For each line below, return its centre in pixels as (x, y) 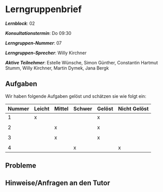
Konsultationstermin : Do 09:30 (38, 33)
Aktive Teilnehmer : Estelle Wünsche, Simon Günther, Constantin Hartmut (82, 62)
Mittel (62, 108)
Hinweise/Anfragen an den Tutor (58, 183)
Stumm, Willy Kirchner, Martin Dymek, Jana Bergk (57, 68)
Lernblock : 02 (20, 23)
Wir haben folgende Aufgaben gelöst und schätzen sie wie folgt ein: (76, 96)
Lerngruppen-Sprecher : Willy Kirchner (46, 53)
